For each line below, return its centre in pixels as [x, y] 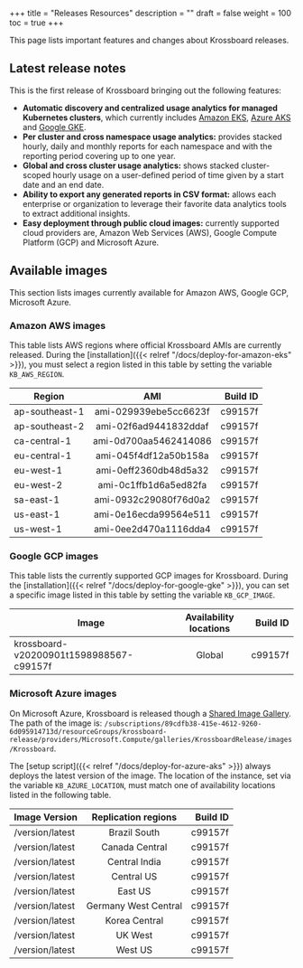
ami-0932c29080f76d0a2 [152, 499]
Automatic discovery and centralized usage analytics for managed [150, 108]
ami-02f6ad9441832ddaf [152, 426]
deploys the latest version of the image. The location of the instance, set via [150, 775]
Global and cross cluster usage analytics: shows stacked [130, 165]
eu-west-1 [38, 470]
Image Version [46, 817]
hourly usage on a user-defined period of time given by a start [168, 174]
